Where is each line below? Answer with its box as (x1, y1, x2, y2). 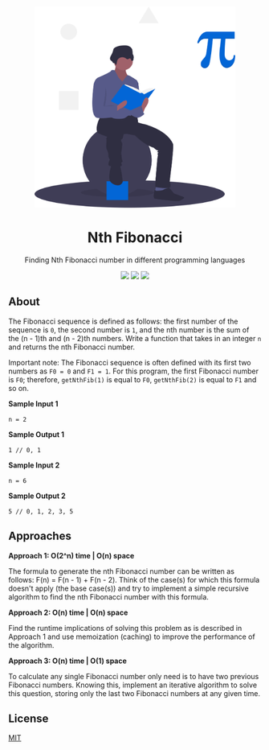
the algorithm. (8, 640, 55, 649)
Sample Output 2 (8, 491, 66, 501)
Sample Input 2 (8, 460, 60, 470)
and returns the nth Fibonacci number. (8, 342, 135, 352)
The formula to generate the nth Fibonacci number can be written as (8, 566, 235, 576)
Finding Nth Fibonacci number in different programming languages (24, 255, 246, 265)
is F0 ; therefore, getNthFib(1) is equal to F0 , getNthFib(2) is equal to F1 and (8, 374, 257, 384)
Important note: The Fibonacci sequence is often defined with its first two (8, 357, 251, 367)
